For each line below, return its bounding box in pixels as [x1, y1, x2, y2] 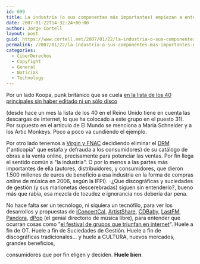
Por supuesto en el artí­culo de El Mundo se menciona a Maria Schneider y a [6, 122, 192, 129]
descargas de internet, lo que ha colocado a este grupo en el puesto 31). [6, 115, 185, 122]
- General [11, 64, 36, 70]
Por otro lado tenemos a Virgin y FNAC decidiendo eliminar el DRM [6, 140, 170, 147]
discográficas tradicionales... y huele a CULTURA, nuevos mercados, [6, 233, 175, 241]
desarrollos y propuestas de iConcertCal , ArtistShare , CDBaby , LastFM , [6, 208, 182, 215]
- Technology [11, 75, 44, 81]
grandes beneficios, [6, 240, 55, 247]
